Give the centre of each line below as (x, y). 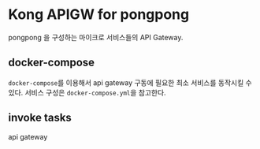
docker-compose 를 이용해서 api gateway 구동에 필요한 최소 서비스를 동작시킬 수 (130, 82)
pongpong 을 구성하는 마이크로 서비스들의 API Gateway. (96, 37)
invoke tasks (40, 118)
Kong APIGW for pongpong (99, 15)
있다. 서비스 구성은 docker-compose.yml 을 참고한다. (87, 92)
